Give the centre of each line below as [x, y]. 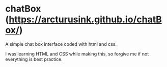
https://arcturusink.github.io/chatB [85, 19]
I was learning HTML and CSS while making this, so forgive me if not [77, 54]
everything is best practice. [34, 59]
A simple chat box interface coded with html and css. [61, 44]
